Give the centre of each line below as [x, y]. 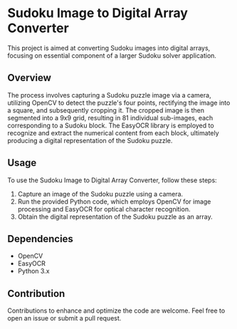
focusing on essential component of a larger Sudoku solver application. [112, 56]
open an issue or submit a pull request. [64, 318]
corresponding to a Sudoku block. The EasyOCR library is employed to [111, 125]
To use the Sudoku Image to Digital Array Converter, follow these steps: [112, 180]
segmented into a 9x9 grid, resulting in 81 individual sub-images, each [110, 117]
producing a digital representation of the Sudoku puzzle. [90, 140]
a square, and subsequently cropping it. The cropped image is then [106, 110]
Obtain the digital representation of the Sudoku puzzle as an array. [115, 216]
